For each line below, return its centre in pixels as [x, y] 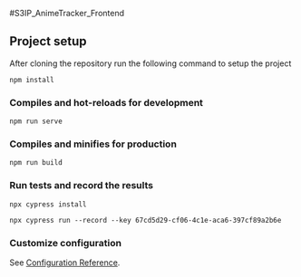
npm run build [36, 163]
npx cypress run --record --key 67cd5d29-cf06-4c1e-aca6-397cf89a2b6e [146, 220]
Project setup [49, 41]
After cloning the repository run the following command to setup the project [150, 63]
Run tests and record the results [82, 186]
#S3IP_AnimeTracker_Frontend [67, 13]
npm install [32, 80]
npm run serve [36, 121]
